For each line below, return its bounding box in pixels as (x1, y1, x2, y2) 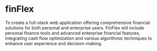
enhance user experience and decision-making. (5, 40, 103, 46)
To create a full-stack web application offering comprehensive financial (5, 20, 151, 25)
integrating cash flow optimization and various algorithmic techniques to (5, 35, 152, 41)
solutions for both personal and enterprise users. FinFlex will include (5, 25, 144, 30)
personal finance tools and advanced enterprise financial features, (5, 30, 141, 36)
